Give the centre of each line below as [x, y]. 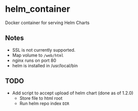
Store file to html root [41, 98]
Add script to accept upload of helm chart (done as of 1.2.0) [73, 93]
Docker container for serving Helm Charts [47, 23]
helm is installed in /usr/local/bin [45, 65]
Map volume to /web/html [38, 55]
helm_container [38, 9]
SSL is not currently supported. [44, 50]
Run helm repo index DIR [44, 103]
